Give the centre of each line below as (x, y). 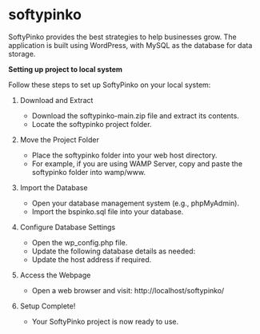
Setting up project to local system (65, 69)
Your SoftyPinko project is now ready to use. (105, 321)
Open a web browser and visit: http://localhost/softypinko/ (128, 290)
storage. (22, 54)
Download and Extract (56, 100)
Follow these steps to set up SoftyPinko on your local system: (110, 85)
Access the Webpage (55, 275)
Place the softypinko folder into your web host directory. (124, 155)
